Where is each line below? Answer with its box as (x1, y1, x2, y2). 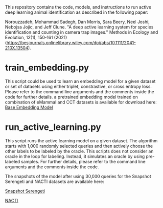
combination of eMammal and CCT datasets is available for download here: (5, 99, 157, 105)
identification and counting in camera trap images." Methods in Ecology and (5, 29, 158, 35)
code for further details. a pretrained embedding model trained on (5, 94, 138, 100)
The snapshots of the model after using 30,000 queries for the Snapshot (5, 173, 151, 179)
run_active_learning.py (5, 122, 101, 133)
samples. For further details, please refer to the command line (21, 158, 146, 164)
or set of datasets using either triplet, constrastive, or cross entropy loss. (5, 83, 152, 89)
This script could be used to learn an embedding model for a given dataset (5, 78, 156, 84)
